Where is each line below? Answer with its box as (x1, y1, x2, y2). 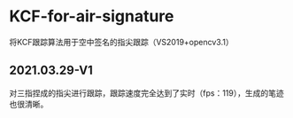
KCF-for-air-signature (9, 6, 174, 27)
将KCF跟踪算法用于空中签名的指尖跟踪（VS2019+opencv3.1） (9, 36, 234, 47)
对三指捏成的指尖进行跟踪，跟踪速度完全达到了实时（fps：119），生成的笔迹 (9, 87, 285, 98)
